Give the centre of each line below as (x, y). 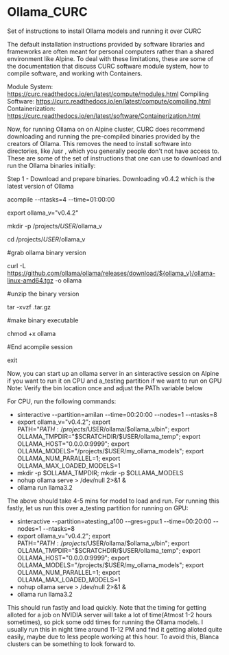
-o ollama (68, 280)
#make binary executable (43, 320)
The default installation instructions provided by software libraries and (106, 44)
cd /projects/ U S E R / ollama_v (46, 239)
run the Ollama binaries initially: (51, 165)
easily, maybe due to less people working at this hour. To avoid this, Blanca (113, 636)
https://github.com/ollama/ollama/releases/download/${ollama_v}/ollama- (111, 273)
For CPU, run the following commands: (62, 401)
